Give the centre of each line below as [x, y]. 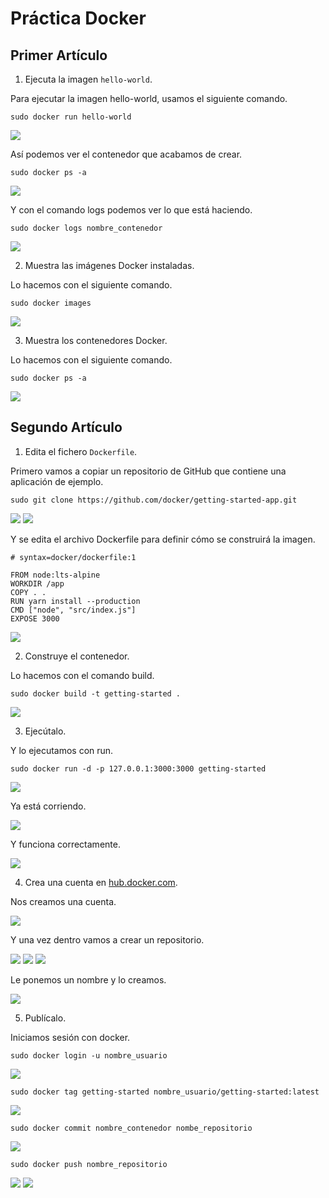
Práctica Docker [78, 18]
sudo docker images [51, 303]
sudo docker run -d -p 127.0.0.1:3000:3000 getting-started [138, 768]
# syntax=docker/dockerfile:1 [73, 557]
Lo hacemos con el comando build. [82, 675]
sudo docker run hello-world [71, 117]
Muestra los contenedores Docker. [96, 340]
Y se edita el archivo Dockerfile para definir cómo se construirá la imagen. [163, 539]
